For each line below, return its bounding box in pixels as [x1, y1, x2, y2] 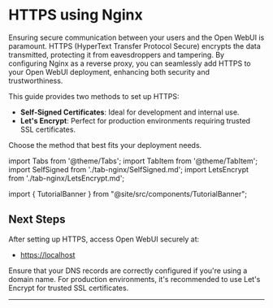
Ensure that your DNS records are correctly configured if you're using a [8, 266, 248, 275]
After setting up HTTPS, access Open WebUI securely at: [8, 234, 200, 244]
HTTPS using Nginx [8, 6, 144, 24]
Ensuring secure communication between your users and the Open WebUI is [8, 33, 265, 42]
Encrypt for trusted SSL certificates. [8, 283, 129, 293]
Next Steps [8, 213, 66, 227]
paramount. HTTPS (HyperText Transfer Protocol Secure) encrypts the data [8, 41, 262, 50]
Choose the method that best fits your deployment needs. [8, 140, 202, 150]
